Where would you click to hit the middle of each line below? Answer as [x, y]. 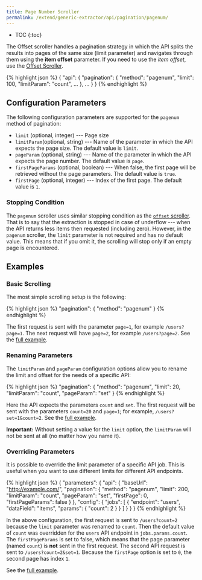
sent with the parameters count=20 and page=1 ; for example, [80, 411]
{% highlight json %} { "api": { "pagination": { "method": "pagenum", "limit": [100, 77]
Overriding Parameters [40, 451]
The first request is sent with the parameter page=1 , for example [85, 327]
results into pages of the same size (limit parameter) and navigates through [99, 53]
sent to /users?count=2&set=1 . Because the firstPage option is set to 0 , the [99, 552]
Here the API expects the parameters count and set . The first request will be [101, 405]
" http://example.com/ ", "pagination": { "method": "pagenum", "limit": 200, [98, 489]
